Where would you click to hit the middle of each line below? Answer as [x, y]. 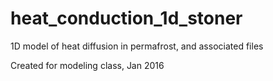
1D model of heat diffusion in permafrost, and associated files [137, 46]
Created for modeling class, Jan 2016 [87, 65]
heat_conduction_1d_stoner [126, 18]
